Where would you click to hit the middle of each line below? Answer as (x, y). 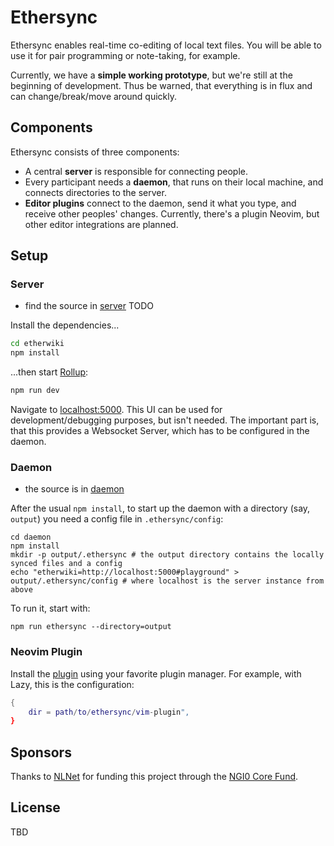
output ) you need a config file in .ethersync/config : (117, 519)
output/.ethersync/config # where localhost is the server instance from (167, 581)
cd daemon (31, 537)
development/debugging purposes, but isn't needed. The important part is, (165, 420)
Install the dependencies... (65, 325)
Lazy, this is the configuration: (72, 684)
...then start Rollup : (49, 372)
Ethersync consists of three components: (95, 152)
